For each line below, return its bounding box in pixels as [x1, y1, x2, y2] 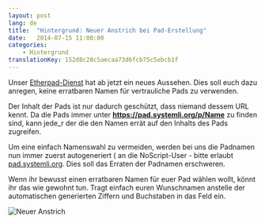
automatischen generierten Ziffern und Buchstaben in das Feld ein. [8, 191, 226, 201]
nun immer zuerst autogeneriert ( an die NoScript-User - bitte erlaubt [8, 150, 233, 160]
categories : [8, 41, 47, 49]
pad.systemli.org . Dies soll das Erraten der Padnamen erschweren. [8, 159, 225, 168]
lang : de [8, 19, 37, 27]
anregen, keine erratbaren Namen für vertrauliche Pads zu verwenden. [8, 86, 239, 95]
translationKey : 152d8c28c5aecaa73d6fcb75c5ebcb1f [8, 56, 179, 64]
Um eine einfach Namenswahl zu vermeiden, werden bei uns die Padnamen [8, 142, 256, 152]
